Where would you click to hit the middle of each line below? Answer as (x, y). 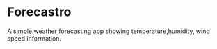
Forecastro (39, 12)
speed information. (34, 38)
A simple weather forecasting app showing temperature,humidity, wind (108, 31)
